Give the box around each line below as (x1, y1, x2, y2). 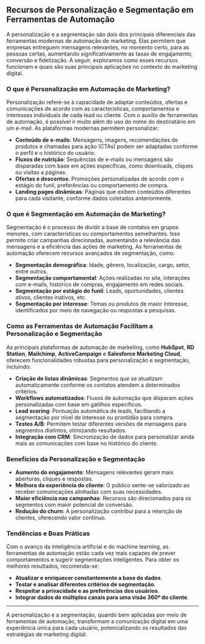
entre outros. (15, 268, 48, 275)
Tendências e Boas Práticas (6, 529, 90, 537)
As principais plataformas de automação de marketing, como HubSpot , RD (6, 343, 195, 351)
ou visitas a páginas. (15, 169, 67, 176)
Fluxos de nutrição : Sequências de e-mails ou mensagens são (15, 156, 173, 163)
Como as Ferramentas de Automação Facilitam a (6, 322, 153, 331)
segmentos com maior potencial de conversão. (15, 501, 134, 508)
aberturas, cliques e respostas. (15, 475, 93, 482)
